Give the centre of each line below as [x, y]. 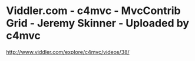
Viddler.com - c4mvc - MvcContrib [93, 11]
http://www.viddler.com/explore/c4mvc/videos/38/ [68, 52]
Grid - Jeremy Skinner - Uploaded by [98, 23]
